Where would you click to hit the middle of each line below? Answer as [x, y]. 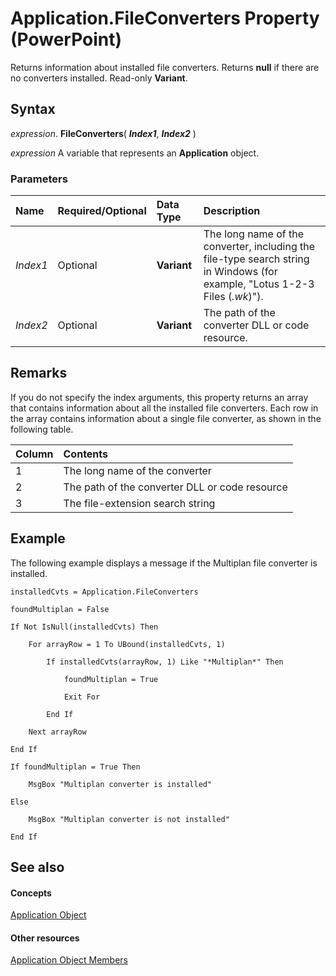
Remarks [39, 373]
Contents [86, 454]
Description [232, 211]
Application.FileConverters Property [165, 18]
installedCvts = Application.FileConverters [104, 592]
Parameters [39, 179]
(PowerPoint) [66, 39]
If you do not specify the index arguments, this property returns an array [159, 397]
